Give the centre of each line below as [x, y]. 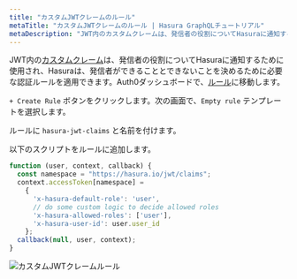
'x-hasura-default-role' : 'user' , [96, 199]
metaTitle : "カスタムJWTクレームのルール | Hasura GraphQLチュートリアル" [137, 26]
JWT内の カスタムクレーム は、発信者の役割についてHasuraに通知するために [147, 60]
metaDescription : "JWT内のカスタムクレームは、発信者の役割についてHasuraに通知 [145, 34]
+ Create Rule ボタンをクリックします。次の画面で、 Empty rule [125, 101]
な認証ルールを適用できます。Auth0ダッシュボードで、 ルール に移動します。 [147, 82]
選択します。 [47, 112]
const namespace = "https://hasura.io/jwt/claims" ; [114, 174]
